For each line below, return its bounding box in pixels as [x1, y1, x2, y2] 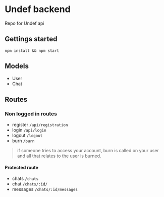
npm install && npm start [5, 48, 59, 53]
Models [5, 62, 29, 71]
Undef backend [5, 4, 71, 15]
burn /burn [12, 138, 35, 144]
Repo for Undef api [5, 20, 44, 26]
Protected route [5, 164, 39, 170]
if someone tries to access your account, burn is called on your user [17, 148, 159, 154]
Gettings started [5, 35, 58, 43]
